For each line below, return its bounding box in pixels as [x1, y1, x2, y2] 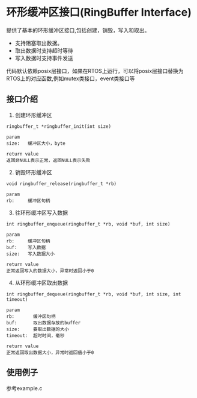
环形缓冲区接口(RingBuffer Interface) [6, 5, 192, 19]
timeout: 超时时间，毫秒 [6, 332, 65, 338]
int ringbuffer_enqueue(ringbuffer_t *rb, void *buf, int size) [6, 221, 171, 227]
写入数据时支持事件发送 [14, 54, 73, 62]
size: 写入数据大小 [6, 251, 55, 257]
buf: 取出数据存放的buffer [6, 320, 81, 326]
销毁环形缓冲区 [14, 168, 52, 175]
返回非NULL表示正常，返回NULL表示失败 [6, 157, 91, 163]
